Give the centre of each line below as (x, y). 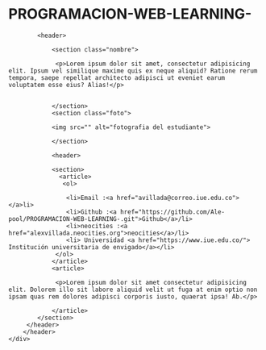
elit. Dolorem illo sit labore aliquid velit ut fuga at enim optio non (133, 290)
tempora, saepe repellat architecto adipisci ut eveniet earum (117, 77)
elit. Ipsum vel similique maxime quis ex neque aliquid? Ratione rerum (133, 71)
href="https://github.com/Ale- (172, 212)
